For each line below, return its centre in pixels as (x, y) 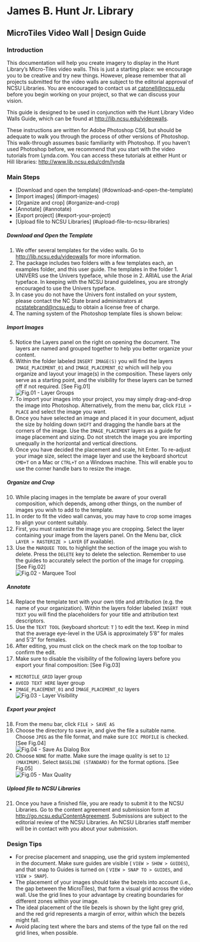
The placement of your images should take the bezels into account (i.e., (103, 882)
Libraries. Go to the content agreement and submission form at (92, 809)
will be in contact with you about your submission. (77, 828)
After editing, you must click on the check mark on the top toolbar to (99, 646)
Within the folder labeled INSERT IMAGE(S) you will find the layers (94, 361)
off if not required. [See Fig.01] (53, 386)
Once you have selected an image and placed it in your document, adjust (104, 418)
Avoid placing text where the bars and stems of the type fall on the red (101, 927)
